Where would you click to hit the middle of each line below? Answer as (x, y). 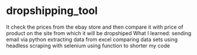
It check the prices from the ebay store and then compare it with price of (95, 27)
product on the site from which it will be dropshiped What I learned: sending (99, 33)
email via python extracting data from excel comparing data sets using (92, 39)
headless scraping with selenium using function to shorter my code (88, 46)
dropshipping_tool (52, 11)
